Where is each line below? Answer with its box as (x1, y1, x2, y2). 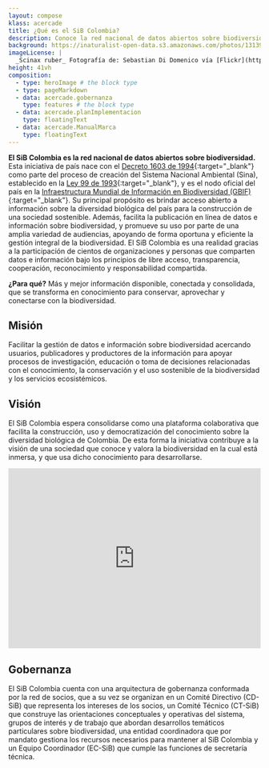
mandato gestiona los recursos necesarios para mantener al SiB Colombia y (8, 735, 259, 745)
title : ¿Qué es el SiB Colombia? (8, 26, 120, 34)
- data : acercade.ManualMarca (15, 123, 116, 131)
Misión (8, 319, 43, 333)
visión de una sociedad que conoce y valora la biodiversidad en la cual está (8, 444, 258, 454)
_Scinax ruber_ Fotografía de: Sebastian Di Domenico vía (15, 57, 214, 65)
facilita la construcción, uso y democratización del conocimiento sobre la (8, 427, 250, 437)
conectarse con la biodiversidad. (8, 295, 117, 305)
